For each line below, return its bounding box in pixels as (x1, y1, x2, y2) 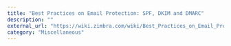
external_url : (7, 22, 48, 29)
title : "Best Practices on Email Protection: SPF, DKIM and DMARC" (7, 9, 205, 17)
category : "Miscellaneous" (7, 28, 85, 36)
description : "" (7, 16, 54, 23)
